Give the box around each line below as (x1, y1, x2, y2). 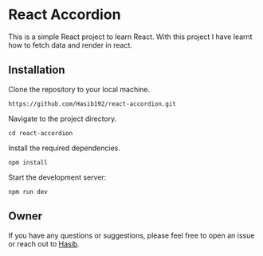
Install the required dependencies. (8, 143, 121, 153)
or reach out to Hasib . (8, 239, 80, 248)
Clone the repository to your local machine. (8, 84, 151, 94)
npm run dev (8, 188, 48, 196)
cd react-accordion (8, 129, 73, 137)
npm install (8, 158, 48, 166)
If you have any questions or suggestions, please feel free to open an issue (8, 231, 255, 240)
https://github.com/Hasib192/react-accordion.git (8, 99, 177, 108)
